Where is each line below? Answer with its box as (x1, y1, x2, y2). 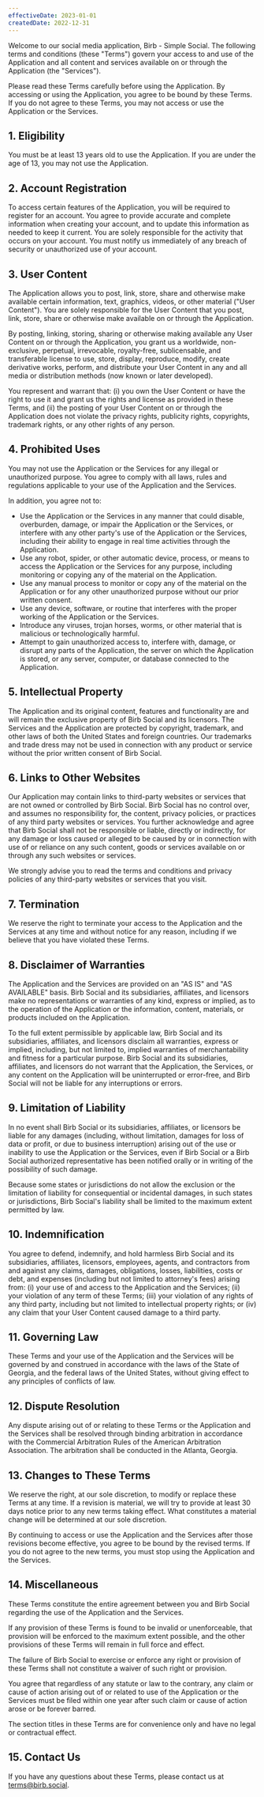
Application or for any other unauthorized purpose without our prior (19, 587, 239, 596)
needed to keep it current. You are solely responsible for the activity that (8, 228, 244, 237)
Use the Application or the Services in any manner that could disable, (19, 511, 245, 520)
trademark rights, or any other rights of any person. (8, 420, 175, 429)
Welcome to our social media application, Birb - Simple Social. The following (8, 40, 256, 50)
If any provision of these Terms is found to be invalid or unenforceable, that (8, 1622, 253, 1633)
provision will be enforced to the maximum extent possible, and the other (8, 1631, 246, 1640)
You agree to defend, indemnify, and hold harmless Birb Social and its (8, 1248, 235, 1258)
